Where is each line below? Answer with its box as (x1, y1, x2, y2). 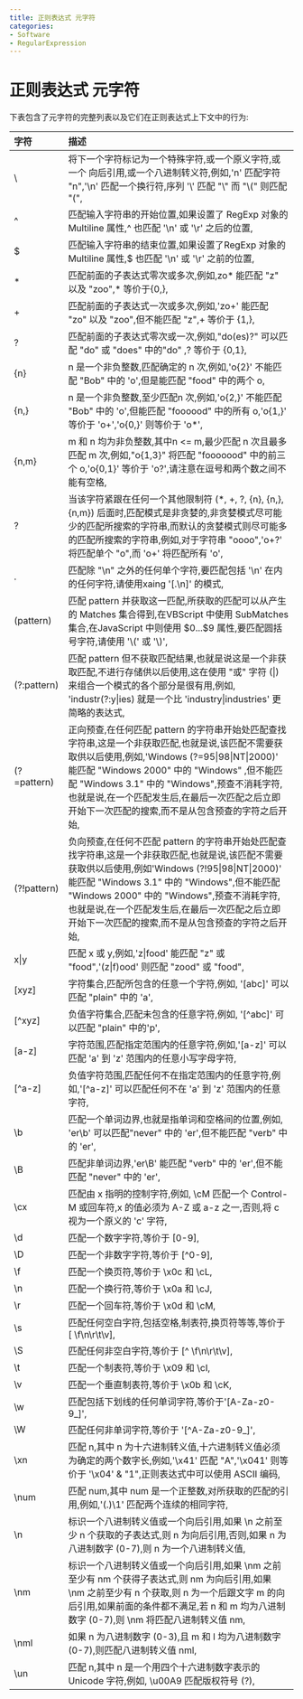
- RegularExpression (9, 38, 87, 48)
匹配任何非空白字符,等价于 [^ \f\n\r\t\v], (68, 1345, 233, 1357)
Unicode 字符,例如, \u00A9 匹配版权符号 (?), (68, 1675, 255, 1687)
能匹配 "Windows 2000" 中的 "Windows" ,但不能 (68, 765, 274, 777)
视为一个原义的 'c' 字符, (68, 1215, 168, 1227)
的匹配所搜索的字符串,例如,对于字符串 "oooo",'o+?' (68, 534, 282, 547)
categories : (9, 22, 54, 31)
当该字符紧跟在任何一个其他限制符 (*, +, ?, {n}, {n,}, (68, 493, 284, 506)
